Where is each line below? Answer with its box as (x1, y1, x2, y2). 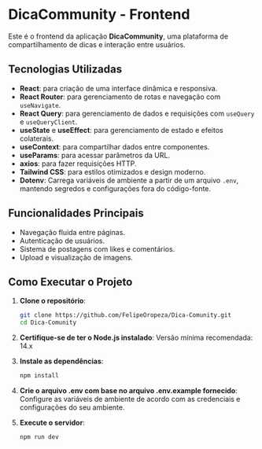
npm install (19, 372, 59, 380)
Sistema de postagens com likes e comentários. (19, 244, 175, 253)
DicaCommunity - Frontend (8, 6, 190, 24)
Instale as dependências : (19, 356, 104, 366)
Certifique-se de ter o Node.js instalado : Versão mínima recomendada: (19, 333, 253, 343)
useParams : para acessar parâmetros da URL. (19, 150, 171, 160)
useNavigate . (19, 100, 61, 109)
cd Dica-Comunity (19, 318, 77, 327)
